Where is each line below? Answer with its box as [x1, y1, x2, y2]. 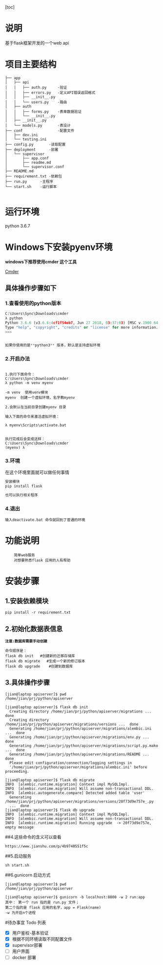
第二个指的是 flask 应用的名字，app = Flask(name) [5, 905, 102, 910]
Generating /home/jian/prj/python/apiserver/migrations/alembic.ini [9, 726, 152, 731]
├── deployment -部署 [5, 147, 59, 152]
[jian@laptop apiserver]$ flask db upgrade [5, 808, 95, 813]
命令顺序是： [5, 648, 27, 653]
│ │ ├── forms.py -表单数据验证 [5, 109, 82, 114]
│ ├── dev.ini [5, 132, 38, 137]
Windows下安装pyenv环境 [5, 242, 113, 253]
